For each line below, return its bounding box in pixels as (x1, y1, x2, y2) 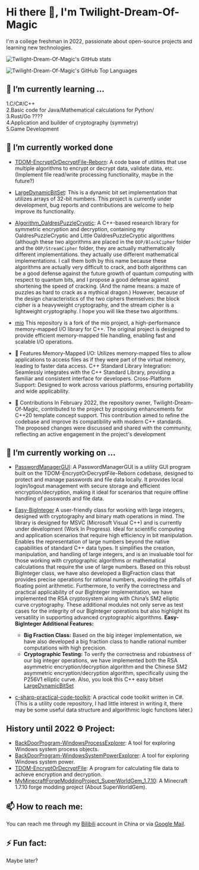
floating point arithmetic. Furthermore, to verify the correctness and (14, 582, 181, 590)
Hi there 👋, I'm (6, 5, 77, 19)
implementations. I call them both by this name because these (14, 257, 167, 264)
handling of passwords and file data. (14, 495, 105, 502)
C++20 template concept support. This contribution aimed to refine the (14, 411, 189, 418)
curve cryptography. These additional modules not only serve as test (14, 601, 184, 609)
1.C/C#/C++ (6, 100, 36, 107)
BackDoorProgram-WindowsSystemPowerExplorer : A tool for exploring (14, 752, 189, 759)
